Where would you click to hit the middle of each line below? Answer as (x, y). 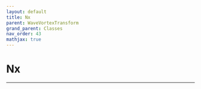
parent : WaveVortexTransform (42, 23)
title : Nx (19, 17)
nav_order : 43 (24, 34)
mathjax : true (24, 39)
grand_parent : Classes (34, 28)
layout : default (26, 12)
